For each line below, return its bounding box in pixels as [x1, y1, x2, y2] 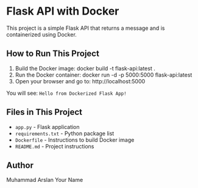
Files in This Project [6, 107, 82, 117]
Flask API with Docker [6, 4, 119, 18]
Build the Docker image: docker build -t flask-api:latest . [15, 64, 155, 72]
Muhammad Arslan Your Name [6, 176, 83, 184]
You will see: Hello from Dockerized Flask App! [6, 89, 127, 97]
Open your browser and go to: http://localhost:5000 [15, 77, 146, 85]
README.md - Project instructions [15, 142, 94, 150]
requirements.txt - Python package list [15, 130, 115, 137]
